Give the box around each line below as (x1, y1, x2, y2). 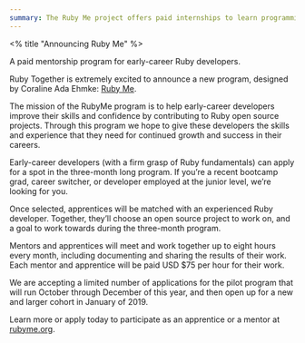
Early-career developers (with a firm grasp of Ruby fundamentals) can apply (9, 156, 295, 168)
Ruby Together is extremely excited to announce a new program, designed (9, 73, 289, 84)
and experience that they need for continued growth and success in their (9, 129, 282, 141)
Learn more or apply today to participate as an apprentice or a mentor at (9, 314, 280, 325)
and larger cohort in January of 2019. (9, 296, 149, 307)
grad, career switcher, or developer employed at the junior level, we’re (9, 176, 271, 187)
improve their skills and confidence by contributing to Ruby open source (9, 110, 280, 121)
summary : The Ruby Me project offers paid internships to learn (9, 13, 258, 23)
